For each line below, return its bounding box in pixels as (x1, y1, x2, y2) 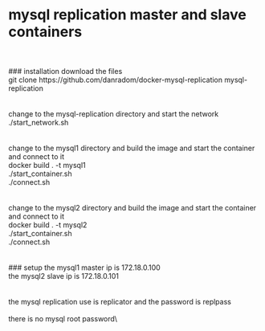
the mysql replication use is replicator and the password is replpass (8, 296, 231, 306)
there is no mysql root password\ (8, 313, 118, 323)
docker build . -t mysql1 (8, 160, 86, 170)
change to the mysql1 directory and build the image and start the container (8, 143, 255, 153)
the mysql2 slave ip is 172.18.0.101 (8, 271, 119, 280)
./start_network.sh (8, 117, 69, 127)
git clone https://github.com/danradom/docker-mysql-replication (8, 75, 223, 84)
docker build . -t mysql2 (8, 219, 88, 230)
